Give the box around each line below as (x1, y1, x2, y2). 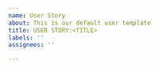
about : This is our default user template (8, 19, 151, 27)
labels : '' (8, 33, 45, 42)
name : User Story (8, 11, 66, 20)
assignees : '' (8, 41, 56, 49)
